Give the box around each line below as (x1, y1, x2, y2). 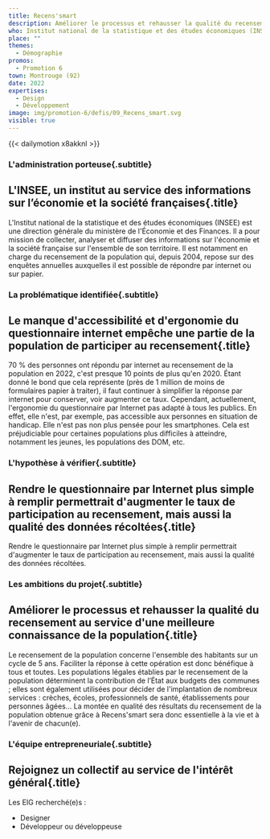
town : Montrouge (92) (8, 72, 81, 80)
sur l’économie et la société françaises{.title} (8, 196, 239, 210)
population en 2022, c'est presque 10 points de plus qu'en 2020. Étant (8, 369, 241, 378)
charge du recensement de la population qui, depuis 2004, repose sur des (8, 251, 255, 262)
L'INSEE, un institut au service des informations (8, 184, 252, 197)
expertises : (8, 86, 48, 95)
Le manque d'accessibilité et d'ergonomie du (8, 313, 239, 327)
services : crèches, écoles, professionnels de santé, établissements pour (8, 692, 250, 702)
